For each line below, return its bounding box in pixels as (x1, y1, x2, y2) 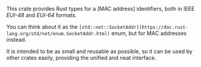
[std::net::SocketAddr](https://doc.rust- (79, 24, 189, 30)
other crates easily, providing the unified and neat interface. (6, 54, 157, 61)
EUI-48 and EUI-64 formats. (6, 11, 77, 19)
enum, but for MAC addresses (111, 30, 187, 37)
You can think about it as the (6, 24, 78, 30)
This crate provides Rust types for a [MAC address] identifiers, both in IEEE (6, 5, 195, 12)
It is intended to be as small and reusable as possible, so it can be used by (6, 48, 193, 55)
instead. (6, 36, 27, 43)
